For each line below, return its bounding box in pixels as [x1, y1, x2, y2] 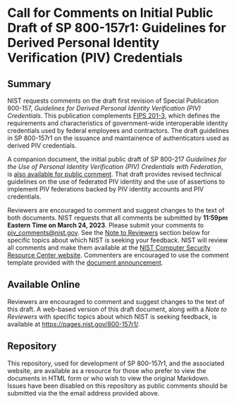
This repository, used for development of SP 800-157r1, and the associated [7, 359, 225, 367]
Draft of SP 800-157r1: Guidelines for [7, 20, 227, 36]
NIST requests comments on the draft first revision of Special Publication [7, 96, 219, 105]
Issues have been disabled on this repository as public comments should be [7, 381, 228, 390]
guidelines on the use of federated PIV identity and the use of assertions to [7, 177, 225, 186]
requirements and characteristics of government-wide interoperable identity [7, 119, 228, 127]
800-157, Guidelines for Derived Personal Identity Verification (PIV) [7, 104, 201, 112]
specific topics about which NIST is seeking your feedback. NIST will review [7, 236, 228, 244]
